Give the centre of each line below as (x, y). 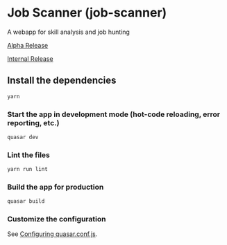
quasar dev (23, 137)
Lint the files (28, 155)
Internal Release (30, 58)
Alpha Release (28, 45)
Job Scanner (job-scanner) (87, 13)
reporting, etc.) (33, 122)
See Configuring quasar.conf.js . (52, 234)
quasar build (26, 201)
